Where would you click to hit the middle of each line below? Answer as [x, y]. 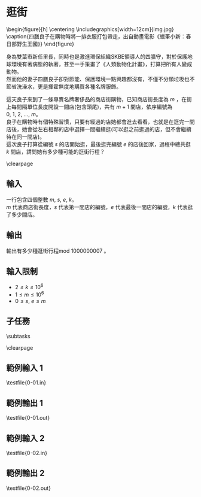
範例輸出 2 [25, 473]
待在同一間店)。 [26, 137]
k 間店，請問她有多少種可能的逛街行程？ [56, 151]
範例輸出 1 [25, 403]
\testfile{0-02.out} [28, 488]
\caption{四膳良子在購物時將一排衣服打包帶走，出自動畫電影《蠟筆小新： [96, 36]
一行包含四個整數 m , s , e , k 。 [42, 199]
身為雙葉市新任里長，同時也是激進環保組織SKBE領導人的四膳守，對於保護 [97, 56]
